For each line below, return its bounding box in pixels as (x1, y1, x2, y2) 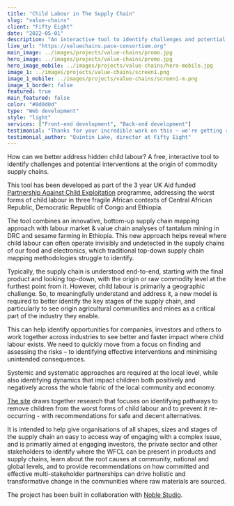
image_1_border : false (7, 82, 73, 89)
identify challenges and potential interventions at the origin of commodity (7, 160, 218, 168)
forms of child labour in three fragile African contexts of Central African (7, 196, 212, 204)
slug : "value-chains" (7, 17, 70, 24)
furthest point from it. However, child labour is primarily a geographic (7, 282, 205, 290)
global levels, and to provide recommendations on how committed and (7, 462, 210, 471)
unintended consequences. (7, 355, 86, 364)
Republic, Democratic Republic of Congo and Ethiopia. (7, 203, 164, 211)
